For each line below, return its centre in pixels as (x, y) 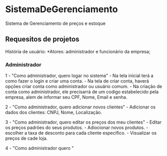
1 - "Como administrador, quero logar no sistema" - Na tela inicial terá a (79, 76)
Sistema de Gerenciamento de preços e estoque (55, 23)
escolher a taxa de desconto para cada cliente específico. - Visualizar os (81, 133)
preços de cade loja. (26, 138)
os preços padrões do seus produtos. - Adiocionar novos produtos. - (77, 128)
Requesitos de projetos (42, 39)
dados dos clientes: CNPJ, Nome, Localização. (54, 112)
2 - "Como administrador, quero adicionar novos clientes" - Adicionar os (80, 107)
